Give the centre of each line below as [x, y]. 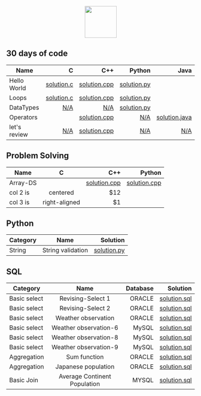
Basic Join [24, 380]
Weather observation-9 [85, 347]
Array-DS [23, 183]
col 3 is [19, 202]
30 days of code [37, 54]
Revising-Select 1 [85, 298]
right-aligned [62, 202]
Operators [23, 117]
